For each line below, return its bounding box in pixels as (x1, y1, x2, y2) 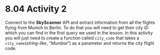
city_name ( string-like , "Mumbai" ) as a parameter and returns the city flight (5, 40, 155, 46)
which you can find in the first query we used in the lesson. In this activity (5, 30, 153, 36)
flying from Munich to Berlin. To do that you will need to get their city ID (5, 24, 149, 30)
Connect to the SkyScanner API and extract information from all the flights (5, 19, 155, 25)
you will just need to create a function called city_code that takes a (5, 35, 140, 41)
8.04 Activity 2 (5, 3, 67, 15)
